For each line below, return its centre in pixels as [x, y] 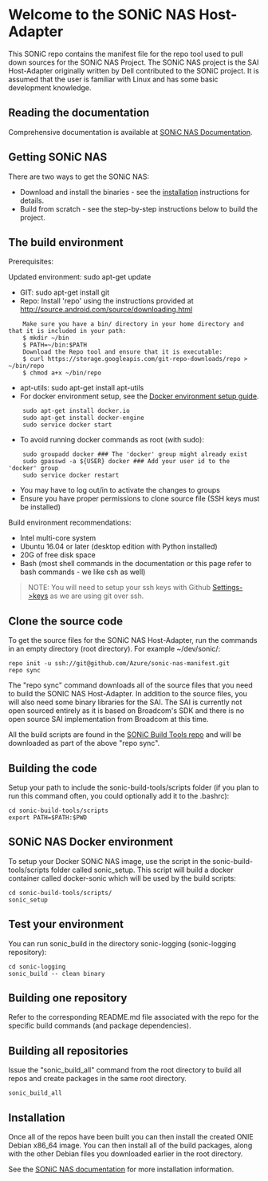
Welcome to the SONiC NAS [102, 15]
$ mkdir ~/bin [46, 338]
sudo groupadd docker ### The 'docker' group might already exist [135, 454]
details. [32, 200]
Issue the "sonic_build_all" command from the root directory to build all [125, 1070]
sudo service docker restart [71, 476]
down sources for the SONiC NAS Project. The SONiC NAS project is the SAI [134, 62]
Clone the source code [66, 621]
